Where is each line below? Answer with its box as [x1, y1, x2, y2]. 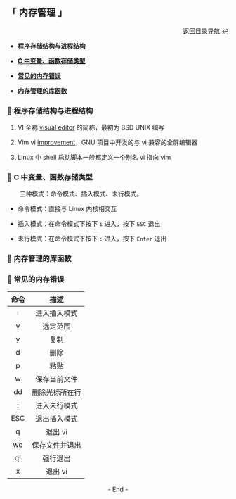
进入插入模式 [35, 308, 79, 318]
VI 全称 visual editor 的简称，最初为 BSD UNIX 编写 [17, 123, 165, 132]
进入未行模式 [35, 400, 79, 410]
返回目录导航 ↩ [183, 27, 229, 35]
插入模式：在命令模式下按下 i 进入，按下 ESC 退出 [17, 220, 161, 228]
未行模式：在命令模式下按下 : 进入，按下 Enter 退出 [17, 234, 167, 243]
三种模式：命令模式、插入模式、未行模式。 [20, 189, 143, 198]
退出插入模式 [35, 414, 79, 424]
